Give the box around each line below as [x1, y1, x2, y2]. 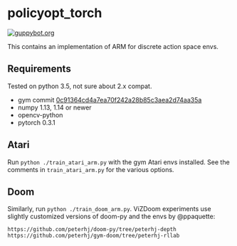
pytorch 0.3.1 [17, 118, 56, 127]
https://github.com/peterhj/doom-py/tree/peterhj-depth [7, 226, 177, 233]
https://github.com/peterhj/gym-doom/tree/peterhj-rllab [7, 232, 180, 240]
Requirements [7, 63, 71, 75]
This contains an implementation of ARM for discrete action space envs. [7, 42, 219, 50]
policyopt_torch [7, 5, 102, 21]
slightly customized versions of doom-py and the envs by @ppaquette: [7, 212, 216, 221]
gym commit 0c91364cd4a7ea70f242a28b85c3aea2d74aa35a [17, 95, 202, 104]
